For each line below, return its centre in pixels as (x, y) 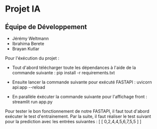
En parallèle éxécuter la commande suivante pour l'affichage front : (79, 97)
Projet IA (23, 9)
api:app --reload (29, 87)
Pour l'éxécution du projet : (32, 58)
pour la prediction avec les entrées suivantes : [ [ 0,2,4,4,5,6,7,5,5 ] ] (73, 121)
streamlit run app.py (32, 102)
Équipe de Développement (46, 27)
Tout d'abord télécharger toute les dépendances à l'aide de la (74, 67)
